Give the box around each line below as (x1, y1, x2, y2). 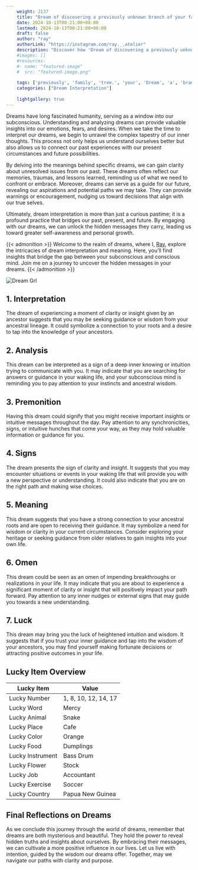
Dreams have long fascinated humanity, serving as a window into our (6, 113, 174, 120)
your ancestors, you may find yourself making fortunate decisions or (6, 643, 173, 651)
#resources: (16, 58, 46, 64)
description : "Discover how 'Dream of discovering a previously (16, 47, 178, 53)
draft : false (16, 31, 49, 37)
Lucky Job (9, 771, 38, 779)
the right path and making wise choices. (6, 482, 104, 489)
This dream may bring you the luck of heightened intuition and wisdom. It (6, 631, 184, 638)
